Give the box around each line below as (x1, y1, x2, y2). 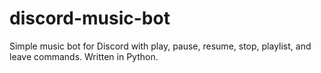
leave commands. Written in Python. (9, 50, 159, 62)
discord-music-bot (9, 7, 171, 30)
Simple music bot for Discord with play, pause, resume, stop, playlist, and (9, 40, 312, 52)
